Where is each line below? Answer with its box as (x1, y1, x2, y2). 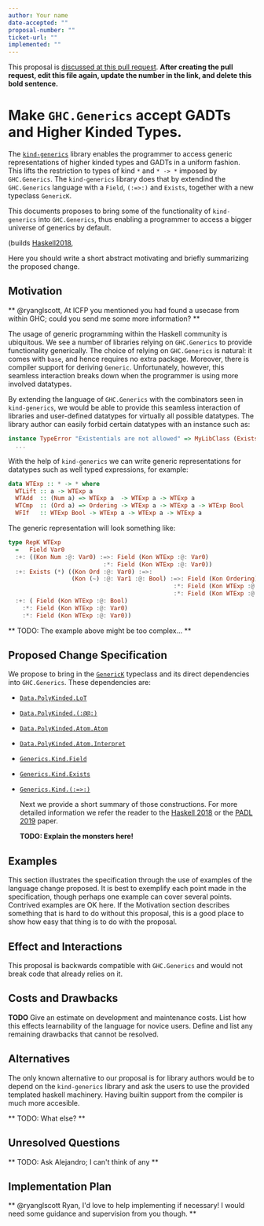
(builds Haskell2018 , (8, 238, 74, 248)
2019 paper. (19, 816, 59, 826)
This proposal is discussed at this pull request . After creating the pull (8, 62, 233, 72)
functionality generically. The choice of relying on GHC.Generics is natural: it (8, 345, 253, 355)
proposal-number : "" (8, 26, 76, 34)
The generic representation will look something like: (8, 524, 176, 532)
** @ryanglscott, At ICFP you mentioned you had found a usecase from (8, 305, 240, 315)
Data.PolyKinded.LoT (19, 694, 87, 702)
